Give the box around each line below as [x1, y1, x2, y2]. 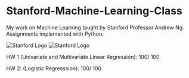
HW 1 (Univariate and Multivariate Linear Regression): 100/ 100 [6, 53, 160, 60]
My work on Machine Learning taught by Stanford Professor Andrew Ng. [6, 24, 184, 31]
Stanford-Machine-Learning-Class [6, 4, 183, 18]
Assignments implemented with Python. [6, 30, 104, 37]
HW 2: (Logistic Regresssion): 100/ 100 [6, 64, 102, 72]
